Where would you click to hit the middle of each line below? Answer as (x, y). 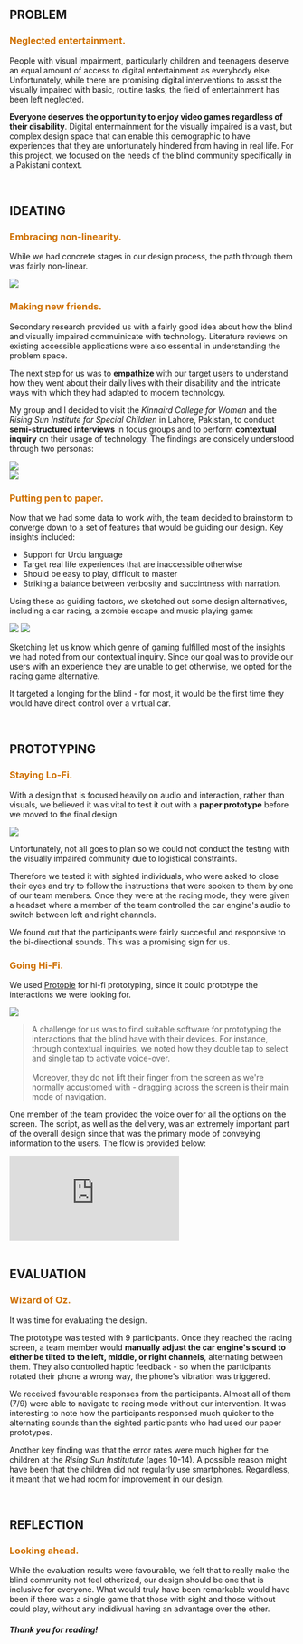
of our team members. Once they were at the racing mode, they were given (150, 895)
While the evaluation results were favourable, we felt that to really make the (150, 1571)
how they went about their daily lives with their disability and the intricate (145, 382)
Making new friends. (56, 307)
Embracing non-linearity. (66, 237)
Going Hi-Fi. (36, 965)
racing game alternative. (55, 676)
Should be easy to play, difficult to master (100, 573)
